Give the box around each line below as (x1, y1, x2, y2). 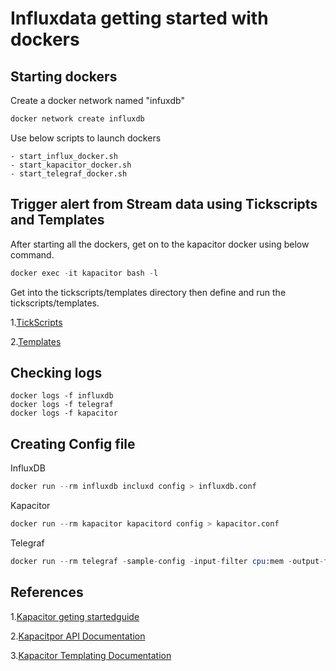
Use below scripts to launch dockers (10, 132, 162, 144)
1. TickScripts (10, 316, 63, 328)
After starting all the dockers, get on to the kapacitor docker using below (10, 238, 310, 250)
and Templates (10, 212, 105, 229)
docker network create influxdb (10, 114, 145, 124)
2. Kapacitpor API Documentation (10, 630, 146, 642)
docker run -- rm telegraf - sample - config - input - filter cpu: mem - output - (10, 556, 325, 566)
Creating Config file (10, 435, 136, 452)
